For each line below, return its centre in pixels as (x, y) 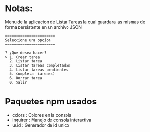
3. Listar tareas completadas (40, 65)
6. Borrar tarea (26, 78)
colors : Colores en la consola (42, 115)
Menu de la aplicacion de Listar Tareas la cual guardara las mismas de (75, 22)
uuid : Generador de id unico (41, 125)
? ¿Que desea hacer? (26, 53)
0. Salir (18, 82)
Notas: (19, 8)
